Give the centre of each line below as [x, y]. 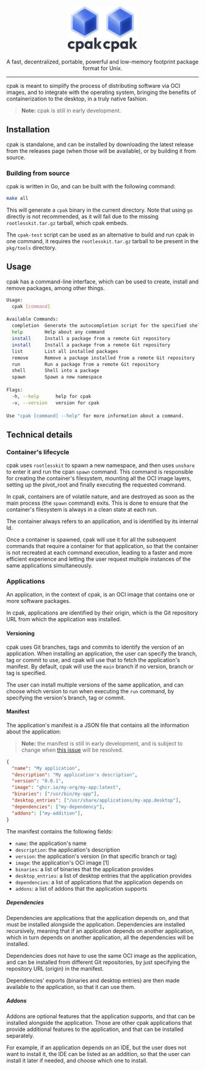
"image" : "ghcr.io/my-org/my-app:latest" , [67, 788]
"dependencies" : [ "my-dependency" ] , [58, 807]
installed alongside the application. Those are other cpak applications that [99, 1022]
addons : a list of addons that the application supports [81, 888]
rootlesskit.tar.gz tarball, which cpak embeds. [67, 223]
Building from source [38, 173]
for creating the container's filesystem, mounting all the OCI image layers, [99, 479]
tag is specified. [27, 672]
